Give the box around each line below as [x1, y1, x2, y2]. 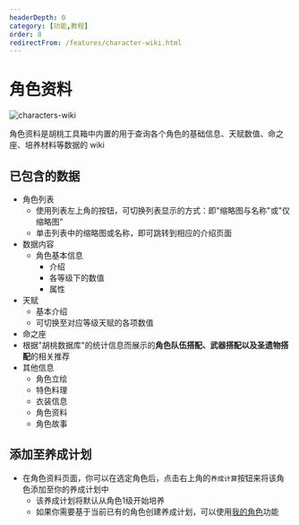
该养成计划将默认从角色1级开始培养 [35, 494, 166, 505]
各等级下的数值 [48, 273, 105, 283]
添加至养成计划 [9, 447, 92, 462]
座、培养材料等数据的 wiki [9, 140, 105, 151]
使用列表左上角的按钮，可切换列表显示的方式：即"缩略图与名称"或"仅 [35, 206, 291, 215]
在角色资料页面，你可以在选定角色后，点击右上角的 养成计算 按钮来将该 [21, 472, 278, 483]
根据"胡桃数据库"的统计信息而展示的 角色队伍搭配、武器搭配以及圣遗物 [21, 340, 281, 350]
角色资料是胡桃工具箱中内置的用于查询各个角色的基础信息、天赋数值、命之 [9, 128, 284, 139]
